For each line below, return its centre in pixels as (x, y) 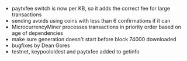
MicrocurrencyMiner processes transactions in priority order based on (96, 27)
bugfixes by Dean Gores (41, 45)
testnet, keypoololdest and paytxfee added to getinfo (75, 51)
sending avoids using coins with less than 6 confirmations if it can (91, 21)
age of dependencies (37, 33)
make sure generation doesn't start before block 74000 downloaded (94, 39)
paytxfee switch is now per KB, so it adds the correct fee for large (91, 8)
